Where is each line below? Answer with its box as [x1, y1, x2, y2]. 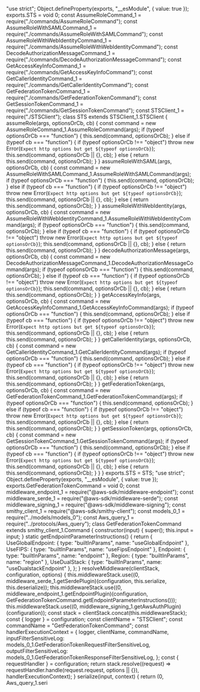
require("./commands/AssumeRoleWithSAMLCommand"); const [6, 31, 163, 38]
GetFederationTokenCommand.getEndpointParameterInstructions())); [6, 597, 177, 603]
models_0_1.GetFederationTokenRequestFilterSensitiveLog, [6, 641, 151, 648]
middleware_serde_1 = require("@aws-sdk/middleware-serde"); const [6, 495, 178, 502]
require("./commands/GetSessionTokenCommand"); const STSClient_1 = [6, 107, 184, 114]
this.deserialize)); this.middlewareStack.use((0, [6, 584, 123, 591]
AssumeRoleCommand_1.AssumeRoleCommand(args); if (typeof [6, 126, 165, 133]
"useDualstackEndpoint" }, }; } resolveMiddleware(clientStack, [6, 565, 160, 572]
